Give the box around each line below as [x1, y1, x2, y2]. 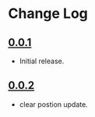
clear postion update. [19, 99, 88, 109]
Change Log [8, 5, 88, 23]
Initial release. [19, 56, 65, 66]
